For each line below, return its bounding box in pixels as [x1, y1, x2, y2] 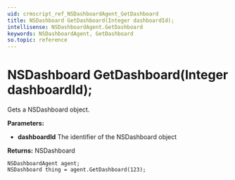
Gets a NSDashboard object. [7, 105, 90, 114]
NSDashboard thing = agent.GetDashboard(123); [7, 167, 146, 174]
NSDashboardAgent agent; [7, 160, 80, 167]
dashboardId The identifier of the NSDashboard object [17, 133, 177, 141]
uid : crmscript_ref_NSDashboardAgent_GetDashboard [7, 10, 159, 18]
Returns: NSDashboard [7, 146, 75, 155]
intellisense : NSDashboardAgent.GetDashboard [7, 23, 143, 30]
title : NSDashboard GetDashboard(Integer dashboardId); [7, 17, 174, 24]
